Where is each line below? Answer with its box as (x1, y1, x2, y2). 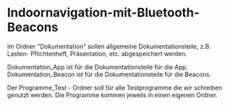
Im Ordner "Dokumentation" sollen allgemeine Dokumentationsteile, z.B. (7, 42, 211, 50)
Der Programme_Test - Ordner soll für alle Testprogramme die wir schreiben (7, 83, 222, 92)
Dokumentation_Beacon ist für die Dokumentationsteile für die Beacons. (7, 70, 212, 78)
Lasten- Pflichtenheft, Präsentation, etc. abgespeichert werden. (7, 50, 188, 58)
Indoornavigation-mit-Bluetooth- (7, 5, 200, 21)
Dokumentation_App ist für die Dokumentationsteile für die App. (7, 63, 188, 71)
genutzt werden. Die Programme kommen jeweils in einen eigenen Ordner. (7, 91, 218, 99)
